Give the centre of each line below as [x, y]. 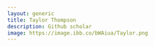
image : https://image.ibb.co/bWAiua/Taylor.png [78, 33]
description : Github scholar [50, 26]
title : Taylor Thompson [42, 20]
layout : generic [31, 13]
